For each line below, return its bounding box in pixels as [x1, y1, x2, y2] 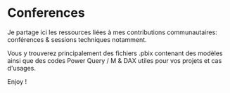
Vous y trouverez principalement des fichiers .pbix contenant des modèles [7, 49, 223, 57]
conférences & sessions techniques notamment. [7, 35, 147, 43]
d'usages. [7, 64, 37, 72]
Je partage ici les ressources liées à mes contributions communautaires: [7, 28, 218, 36]
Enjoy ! [7, 77, 27, 85]
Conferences [7, 5, 86, 21]
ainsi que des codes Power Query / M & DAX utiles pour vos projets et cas [7, 56, 222, 64]
